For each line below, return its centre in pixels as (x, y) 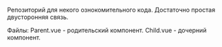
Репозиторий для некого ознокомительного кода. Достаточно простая (111, 10)
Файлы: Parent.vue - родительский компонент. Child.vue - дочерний (107, 30)
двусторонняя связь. (38, 17)
